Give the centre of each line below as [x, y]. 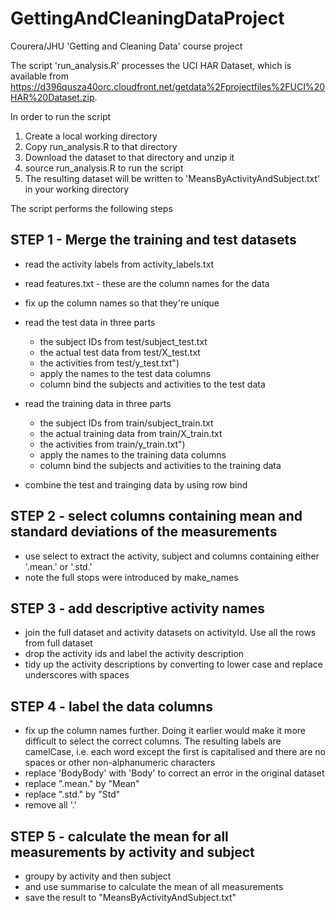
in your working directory [77, 189]
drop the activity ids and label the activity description [134, 654]
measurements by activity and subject [132, 852]
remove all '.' [50, 805]
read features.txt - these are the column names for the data [147, 283]
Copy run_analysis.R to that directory [101, 146]
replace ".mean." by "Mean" [82, 784]
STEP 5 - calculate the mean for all [119, 836]
